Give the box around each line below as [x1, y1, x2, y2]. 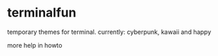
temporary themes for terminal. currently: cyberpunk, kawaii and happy [7, 28, 212, 36]
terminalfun [7, 5, 76, 21]
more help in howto [7, 41, 62, 49]
